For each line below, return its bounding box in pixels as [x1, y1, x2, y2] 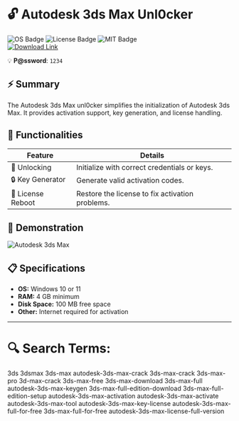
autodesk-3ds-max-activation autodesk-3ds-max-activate [48, 392, 219, 400]
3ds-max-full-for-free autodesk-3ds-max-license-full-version [43, 407, 225, 415]
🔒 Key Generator [11, 174, 66, 184]
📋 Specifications [7, 262, 85, 274]
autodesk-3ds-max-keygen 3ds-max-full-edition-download [7, 384, 181, 393]
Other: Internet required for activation [17, 308, 129, 316]
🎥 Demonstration [7, 221, 84, 233]
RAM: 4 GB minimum [17, 293, 80, 301]
